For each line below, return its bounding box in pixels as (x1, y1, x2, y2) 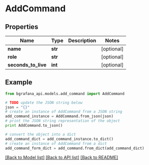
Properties (5, 23, 38, 31)
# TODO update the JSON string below (5, 100, 83, 105)
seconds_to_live (7, 62, 47, 68)
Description (68, 37, 96, 44)
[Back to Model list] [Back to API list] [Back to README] (5, 155, 118, 161)
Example (5, 78, 33, 87)
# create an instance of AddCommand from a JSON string (5, 109, 122, 114)
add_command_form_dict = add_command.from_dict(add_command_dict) (5, 146, 145, 151)
